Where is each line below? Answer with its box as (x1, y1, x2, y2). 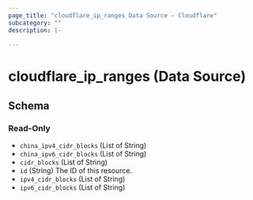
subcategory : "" (8, 19, 62, 27)
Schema (8, 99, 50, 112)
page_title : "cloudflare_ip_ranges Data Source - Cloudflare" (8, 11, 217, 20)
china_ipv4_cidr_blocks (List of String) (19, 141, 147, 150)
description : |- (8, 26, 62, 34)
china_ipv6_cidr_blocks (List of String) (19, 149, 147, 159)
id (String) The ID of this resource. (19, 166, 133, 175)
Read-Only (8, 123, 51, 134)
